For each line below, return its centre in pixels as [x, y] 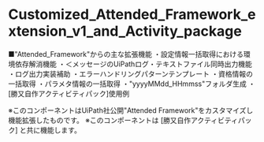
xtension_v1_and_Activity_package [125, 31]
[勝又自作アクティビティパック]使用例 [69, 93]
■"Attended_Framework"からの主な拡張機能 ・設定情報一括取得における [126, 54]
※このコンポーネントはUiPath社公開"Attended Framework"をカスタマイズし [131, 110]
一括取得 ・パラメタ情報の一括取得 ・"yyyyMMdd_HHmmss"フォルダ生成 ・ [132, 84]
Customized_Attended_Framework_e [132, 15]
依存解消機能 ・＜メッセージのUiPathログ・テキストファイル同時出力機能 [133, 64]
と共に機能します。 [50, 130]
